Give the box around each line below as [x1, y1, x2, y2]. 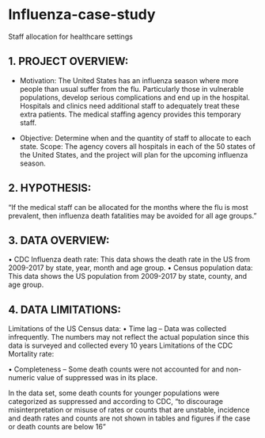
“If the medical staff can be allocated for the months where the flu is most [8, 202, 248, 211]
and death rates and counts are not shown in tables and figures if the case [8, 413, 251, 423]
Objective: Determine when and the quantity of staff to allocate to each [19, 133, 252, 143]
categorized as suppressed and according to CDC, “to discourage [8, 397, 224, 406]
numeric [8, 373, 36, 383]
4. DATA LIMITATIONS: [8, 303, 121, 316]
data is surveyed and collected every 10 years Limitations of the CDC [8, 341, 233, 350]
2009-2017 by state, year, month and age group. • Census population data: [8, 263, 253, 272]
